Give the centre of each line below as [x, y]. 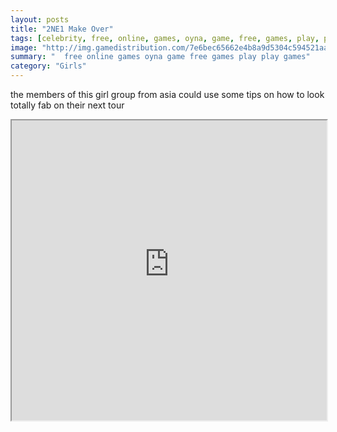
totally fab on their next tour [67, 105]
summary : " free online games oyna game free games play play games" [160, 57]
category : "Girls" [48, 66]
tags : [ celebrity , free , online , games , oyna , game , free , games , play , [165, 38]
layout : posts [40, 19]
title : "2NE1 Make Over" [62, 29]
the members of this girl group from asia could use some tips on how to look [167, 94]
